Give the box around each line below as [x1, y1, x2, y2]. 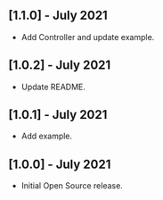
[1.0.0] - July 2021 [8, 156, 111, 171]
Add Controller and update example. [20, 31, 155, 42]
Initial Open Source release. [20, 180, 124, 191]
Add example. [20, 130, 73, 142]
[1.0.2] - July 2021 [8, 58, 111, 73]
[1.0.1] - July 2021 [8, 107, 108, 122]
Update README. [20, 81, 86, 92]
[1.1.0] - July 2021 [8, 8, 108, 23]
